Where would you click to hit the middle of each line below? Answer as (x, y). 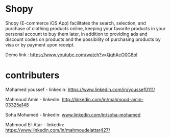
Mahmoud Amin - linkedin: (33, 99)
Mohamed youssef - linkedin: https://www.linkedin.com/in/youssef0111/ (80, 89)
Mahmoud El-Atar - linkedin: (35, 124)
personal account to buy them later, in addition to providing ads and (77, 34)
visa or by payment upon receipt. (40, 44)
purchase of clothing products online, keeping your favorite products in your (86, 28)
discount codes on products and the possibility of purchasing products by (83, 39)
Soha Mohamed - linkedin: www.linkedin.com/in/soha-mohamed (73, 114)
